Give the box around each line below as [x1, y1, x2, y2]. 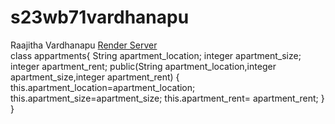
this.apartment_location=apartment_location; [10, 81, 196, 93]
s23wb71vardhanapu [10, 6, 190, 29]
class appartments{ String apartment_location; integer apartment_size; [10, 49, 302, 61]
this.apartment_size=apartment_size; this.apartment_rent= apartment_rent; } [10, 92, 325, 104]
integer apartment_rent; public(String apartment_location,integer [10, 60, 277, 72]
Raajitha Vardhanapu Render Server [10, 39, 158, 51]
